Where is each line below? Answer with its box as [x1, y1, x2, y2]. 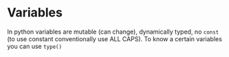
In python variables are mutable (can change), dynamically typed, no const [7, 27, 219, 36]
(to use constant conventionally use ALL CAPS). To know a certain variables [7, 34, 222, 43]
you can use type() [7, 42, 63, 50]
